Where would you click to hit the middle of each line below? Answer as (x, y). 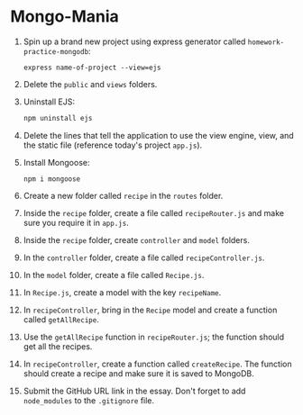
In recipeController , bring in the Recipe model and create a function (150, 310)
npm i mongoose (52, 179)
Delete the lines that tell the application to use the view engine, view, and (158, 135)
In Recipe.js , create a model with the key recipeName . (122, 292)
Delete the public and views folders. (90, 84)
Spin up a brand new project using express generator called (134, 41)
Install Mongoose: (56, 162)
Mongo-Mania (65, 17)
